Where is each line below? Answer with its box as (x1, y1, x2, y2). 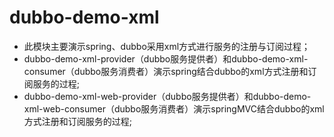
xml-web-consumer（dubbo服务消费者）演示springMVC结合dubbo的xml (23, 102, 325, 115)
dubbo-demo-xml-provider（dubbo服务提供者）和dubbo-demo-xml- (23, 52, 309, 65)
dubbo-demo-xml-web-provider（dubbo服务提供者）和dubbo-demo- (23, 90, 312, 102)
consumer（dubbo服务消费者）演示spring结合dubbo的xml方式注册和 (23, 65, 309, 77)
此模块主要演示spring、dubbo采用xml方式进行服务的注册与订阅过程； (23, 40, 311, 52)
